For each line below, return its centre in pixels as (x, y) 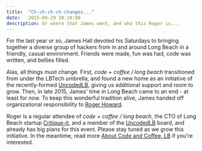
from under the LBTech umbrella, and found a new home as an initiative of (99, 79)
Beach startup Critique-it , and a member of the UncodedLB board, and (95, 123)
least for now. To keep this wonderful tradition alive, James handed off (95, 98)
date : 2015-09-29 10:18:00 (43, 18)
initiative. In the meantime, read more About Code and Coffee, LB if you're (99, 136)
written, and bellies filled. (38, 60)
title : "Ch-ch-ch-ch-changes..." (50, 12)
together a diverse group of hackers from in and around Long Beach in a (98, 47)
